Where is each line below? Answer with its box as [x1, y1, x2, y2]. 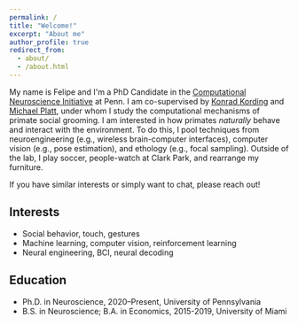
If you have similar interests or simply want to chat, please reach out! [9, 179, 261, 190]
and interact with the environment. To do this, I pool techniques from [9, 124, 260, 135]
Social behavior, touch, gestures [21, 228, 140, 239]
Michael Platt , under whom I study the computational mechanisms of [9, 105, 260, 116]
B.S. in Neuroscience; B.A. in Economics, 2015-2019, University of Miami [21, 306, 287, 316]
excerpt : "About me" [9, 29, 86, 38]
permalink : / [9, 12, 58, 22]
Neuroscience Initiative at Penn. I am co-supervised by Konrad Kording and [9, 96, 285, 106]
